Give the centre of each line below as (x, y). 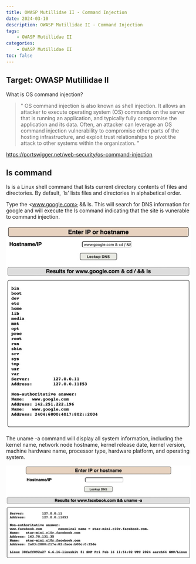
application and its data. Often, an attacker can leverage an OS (96, 124)
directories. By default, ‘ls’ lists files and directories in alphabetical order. (94, 193)
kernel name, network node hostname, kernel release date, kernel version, (96, 444)
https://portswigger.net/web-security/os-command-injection (79, 154)
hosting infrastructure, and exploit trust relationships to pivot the (98, 137)
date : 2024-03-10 (27, 18)
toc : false (19, 56)
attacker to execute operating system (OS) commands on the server (103, 112)
